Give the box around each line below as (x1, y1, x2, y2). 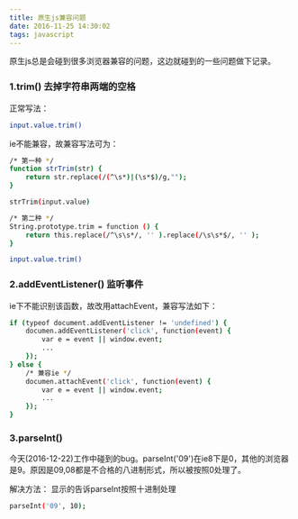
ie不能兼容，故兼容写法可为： (9, 138, 119, 149)
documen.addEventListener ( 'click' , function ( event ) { (25, 326, 231, 336)
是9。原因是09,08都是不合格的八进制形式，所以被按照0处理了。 (9, 465, 246, 476)
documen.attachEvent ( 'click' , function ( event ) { (25, 377, 212, 386)
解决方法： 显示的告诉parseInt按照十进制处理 (9, 484, 176, 495)
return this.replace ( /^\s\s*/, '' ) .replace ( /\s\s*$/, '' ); (25, 231, 260, 240)
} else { (9, 360, 42, 369)
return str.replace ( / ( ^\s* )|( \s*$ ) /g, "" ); (25, 173, 187, 182)
